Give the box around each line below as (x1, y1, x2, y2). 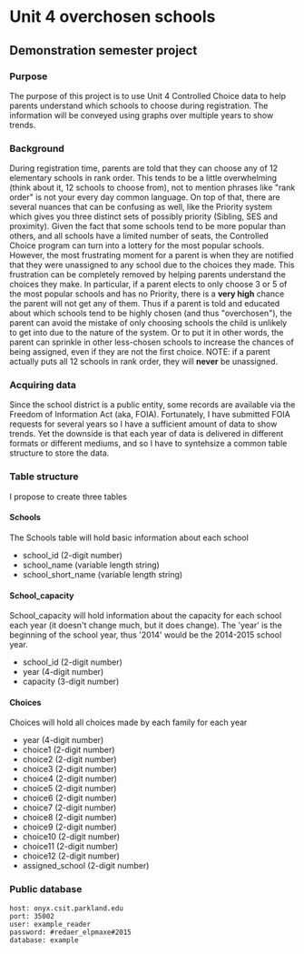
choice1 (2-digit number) (22, 744, 115, 756)
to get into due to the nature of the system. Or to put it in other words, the (9, 327, 284, 338)
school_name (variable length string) (22, 559, 161, 570)
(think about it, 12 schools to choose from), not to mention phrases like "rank (9, 182, 296, 193)
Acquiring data (9, 379, 77, 392)
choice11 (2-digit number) (22, 841, 119, 852)
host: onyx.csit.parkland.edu (9, 903, 124, 913)
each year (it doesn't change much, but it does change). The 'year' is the (9, 620, 283, 631)
